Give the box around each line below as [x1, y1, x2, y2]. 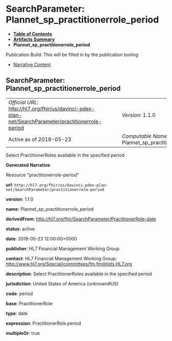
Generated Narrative [6, 162, 51, 168]
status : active [6, 226, 35, 232]
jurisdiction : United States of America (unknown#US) [6, 280, 119, 286]
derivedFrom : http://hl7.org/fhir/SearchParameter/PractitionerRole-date [6, 215, 156, 222]
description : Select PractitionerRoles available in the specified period [6, 271, 152, 277]
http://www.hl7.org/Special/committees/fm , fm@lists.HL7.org [6, 261, 132, 267]
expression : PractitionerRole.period [6, 320, 81, 326]
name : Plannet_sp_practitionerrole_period [6, 206, 94, 212]
